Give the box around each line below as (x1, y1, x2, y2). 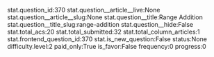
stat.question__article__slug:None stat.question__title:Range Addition (7, 13, 204, 21)
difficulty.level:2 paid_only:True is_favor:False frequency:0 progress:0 (7, 43, 206, 50)
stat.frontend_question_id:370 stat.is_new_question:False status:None (7, 35, 207, 43)
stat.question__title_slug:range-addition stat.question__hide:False (7, 21, 194, 28)
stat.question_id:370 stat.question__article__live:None (7, 6, 160, 14)
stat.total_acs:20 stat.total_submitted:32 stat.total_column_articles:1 (7, 27, 200, 36)
